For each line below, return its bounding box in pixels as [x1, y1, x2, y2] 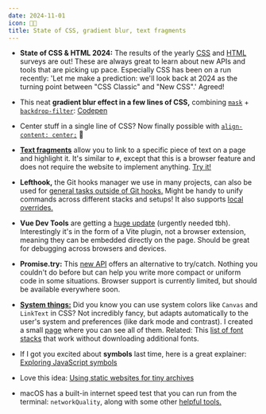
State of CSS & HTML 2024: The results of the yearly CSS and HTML [19, 49, 247, 58]
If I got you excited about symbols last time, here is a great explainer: [19, 350, 247, 359]
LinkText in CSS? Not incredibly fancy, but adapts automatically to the [19, 308, 249, 318]
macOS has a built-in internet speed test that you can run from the [19, 389, 237, 398]
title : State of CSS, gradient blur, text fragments [8, 26, 187, 34]
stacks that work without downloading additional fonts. [19, 334, 200, 343]
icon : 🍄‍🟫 [8, 19, 37, 27]
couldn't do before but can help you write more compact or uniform [19, 268, 241, 277]
